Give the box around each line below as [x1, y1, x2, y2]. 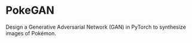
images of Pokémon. [5, 29, 56, 36]
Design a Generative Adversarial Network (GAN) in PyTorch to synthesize [5, 23, 187, 30]
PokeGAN [5, 4, 54, 17]
